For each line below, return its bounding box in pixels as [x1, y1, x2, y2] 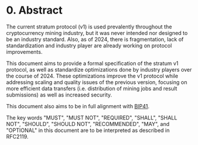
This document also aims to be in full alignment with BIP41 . [6, 102, 150, 109]
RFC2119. [6, 133, 28, 140]
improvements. [6, 48, 43, 55]
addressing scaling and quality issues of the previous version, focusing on [6, 78, 188, 86]
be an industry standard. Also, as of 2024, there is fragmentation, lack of [6, 36, 184, 43]
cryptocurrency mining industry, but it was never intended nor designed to [6, 29, 188, 36]
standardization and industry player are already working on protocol [6, 42, 172, 49]
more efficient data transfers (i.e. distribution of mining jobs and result [6, 85, 178, 92]
